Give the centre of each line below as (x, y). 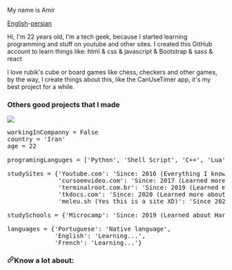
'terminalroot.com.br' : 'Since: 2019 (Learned (138, 188)
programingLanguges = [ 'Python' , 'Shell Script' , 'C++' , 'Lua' (116, 160)
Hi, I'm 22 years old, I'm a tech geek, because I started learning (97, 37)
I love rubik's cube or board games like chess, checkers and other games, (112, 72)
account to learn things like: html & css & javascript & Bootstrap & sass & (110, 51)
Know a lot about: (44, 260)
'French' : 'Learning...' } (98, 243)
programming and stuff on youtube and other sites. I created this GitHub (110, 44)
